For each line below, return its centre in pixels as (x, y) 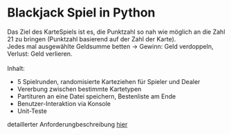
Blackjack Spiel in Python (81, 13)
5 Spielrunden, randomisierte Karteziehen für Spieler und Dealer (109, 81)
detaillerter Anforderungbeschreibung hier (67, 124)
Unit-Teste (32, 111)
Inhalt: (16, 68)
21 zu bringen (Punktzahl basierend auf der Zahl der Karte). (92, 39)
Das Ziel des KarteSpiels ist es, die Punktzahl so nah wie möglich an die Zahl (116, 32)
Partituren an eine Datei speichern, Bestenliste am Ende (96, 96)
